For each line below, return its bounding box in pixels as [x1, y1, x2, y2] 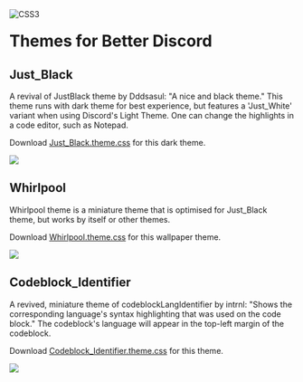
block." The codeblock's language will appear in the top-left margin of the [9, 318, 285, 329]
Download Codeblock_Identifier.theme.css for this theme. [9, 345, 224, 356]
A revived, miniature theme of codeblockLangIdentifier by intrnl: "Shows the [9, 299, 292, 310]
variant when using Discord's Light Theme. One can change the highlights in [9, 110, 294, 120]
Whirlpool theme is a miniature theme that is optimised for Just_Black [9, 204, 268, 215]
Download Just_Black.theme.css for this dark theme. [9, 138, 206, 148]
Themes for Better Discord [9, 31, 213, 52]
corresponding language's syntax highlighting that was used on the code [9, 308, 282, 320]
